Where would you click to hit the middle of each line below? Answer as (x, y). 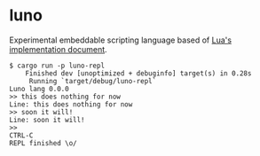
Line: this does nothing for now (71, 104)
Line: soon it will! (47, 120)
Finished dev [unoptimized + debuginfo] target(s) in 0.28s (138, 73)
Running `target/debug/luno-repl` (93, 81)
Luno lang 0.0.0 (39, 89)
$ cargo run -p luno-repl (57, 66)
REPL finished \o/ (43, 143)
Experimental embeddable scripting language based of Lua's (121, 40)
